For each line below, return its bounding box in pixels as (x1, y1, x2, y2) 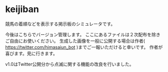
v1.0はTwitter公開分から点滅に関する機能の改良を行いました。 (5, 61, 134, 67)
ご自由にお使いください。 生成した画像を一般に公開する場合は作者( (5, 38, 145, 44)
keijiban (5, 4, 39, 15)
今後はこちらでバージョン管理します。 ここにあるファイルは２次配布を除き (5, 31, 160, 37)
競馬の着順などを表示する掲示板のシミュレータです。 (5, 21, 116, 27)
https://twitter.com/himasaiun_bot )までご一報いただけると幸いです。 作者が (5, 44, 163, 50)
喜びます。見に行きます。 (5, 50, 58, 56)
